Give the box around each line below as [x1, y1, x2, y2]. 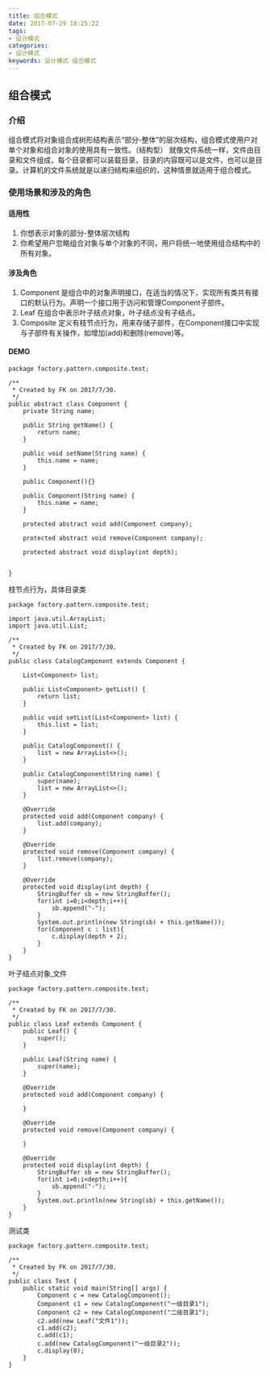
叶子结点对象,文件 [8, 969, 68, 978]
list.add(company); [37, 819, 103, 828]
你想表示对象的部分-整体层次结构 [19, 227, 131, 238]
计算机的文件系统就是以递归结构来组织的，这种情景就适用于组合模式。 [22, 165, 255, 174]
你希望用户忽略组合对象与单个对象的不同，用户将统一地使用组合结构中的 [19, 238, 260, 248]
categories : [8, 42, 48, 50]
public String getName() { [23, 421, 114, 430]
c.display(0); [37, 1347, 85, 1355]
